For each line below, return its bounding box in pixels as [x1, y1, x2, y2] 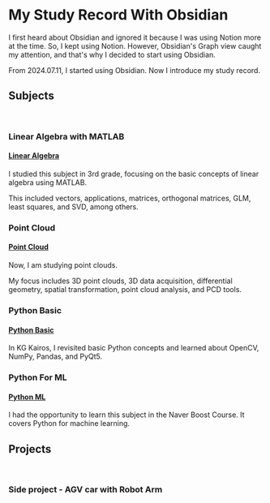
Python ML [8, 392, 46, 402]
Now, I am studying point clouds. [8, 260, 118, 269]
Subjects [8, 89, 54, 103]
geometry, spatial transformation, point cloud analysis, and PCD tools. [8, 285, 242, 294]
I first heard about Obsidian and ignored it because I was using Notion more [8, 32, 262, 42]
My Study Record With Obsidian [8, 6, 229, 24]
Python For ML [8, 372, 67, 383]
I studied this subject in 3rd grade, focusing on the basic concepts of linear [8, 169, 259, 178]
